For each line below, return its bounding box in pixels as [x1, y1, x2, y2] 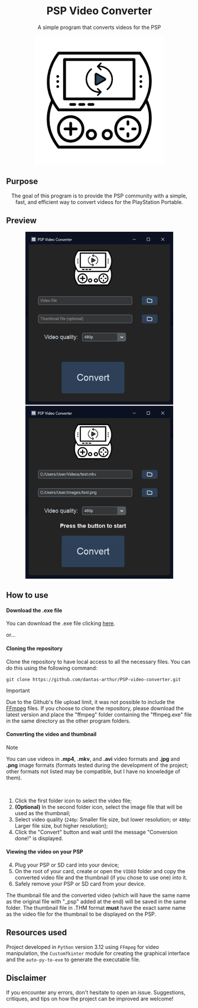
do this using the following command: [6, 664, 98, 672]
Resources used [6, 928, 67, 938]
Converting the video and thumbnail [6, 731, 97, 738]
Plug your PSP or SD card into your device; [14, 861, 119, 868]
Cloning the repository [6, 644, 63, 652]
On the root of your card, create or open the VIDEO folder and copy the [14, 867, 186, 874]
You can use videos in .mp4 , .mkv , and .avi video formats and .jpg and [6, 755, 180, 762]
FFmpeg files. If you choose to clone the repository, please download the [6, 705, 184, 712]
